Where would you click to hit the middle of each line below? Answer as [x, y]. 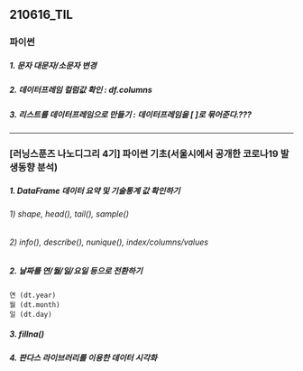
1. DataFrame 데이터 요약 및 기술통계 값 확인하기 [95, 190]
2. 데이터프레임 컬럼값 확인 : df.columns [81, 90]
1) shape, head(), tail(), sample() [69, 213]
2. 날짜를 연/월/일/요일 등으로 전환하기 [76, 271]
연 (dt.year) [33, 295]
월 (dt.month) [35, 305]
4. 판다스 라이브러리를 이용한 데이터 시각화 [83, 358]
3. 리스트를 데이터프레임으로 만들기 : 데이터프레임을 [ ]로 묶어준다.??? [131, 114]
